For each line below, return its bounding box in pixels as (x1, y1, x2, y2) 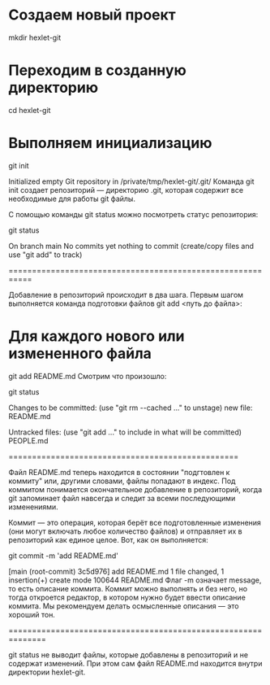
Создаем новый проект (8, 6, 176, 24)
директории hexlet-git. (8, 667, 86, 677)
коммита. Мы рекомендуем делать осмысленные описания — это (8, 600, 239, 611)
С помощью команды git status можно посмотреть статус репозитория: (8, 209, 259, 219)
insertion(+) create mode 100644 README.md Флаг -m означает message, (8, 575, 262, 585)
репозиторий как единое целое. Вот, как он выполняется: (8, 534, 208, 544)
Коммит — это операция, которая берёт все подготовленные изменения (8, 517, 262, 527)
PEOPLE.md (8, 435, 49, 445)
